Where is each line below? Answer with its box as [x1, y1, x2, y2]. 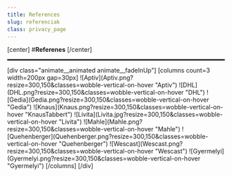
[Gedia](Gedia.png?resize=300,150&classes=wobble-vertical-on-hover [7, 95, 209, 104]
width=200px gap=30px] [7, 73, 79, 82]
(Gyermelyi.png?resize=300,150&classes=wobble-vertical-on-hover [7, 154, 201, 162]
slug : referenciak [7, 18, 60, 26]
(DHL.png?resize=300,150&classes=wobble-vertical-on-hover [7, 88, 184, 97]
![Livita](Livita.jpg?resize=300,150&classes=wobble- [73, 111, 223, 119]
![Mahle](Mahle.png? [83, 118, 143, 126]
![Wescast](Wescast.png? [109, 140, 183, 148]
